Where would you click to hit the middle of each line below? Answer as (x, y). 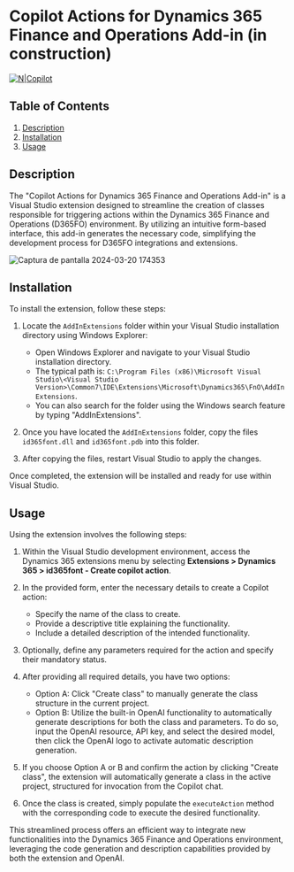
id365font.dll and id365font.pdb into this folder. (111, 442)
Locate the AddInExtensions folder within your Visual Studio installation (151, 326)
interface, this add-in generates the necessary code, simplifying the (132, 233)
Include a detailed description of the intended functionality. (142, 633)
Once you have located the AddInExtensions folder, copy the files (140, 432)
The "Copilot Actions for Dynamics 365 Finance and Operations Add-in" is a (147, 196)
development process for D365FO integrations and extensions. (124, 243)
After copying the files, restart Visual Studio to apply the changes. (142, 459)
